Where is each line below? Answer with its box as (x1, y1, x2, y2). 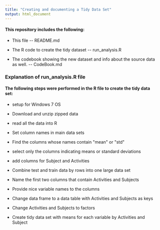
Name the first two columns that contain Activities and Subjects (12, 177, 139, 182)
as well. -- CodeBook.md (12, 61, 62, 67)
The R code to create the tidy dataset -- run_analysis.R (12, 47, 122, 52)
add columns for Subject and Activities (12, 158, 90, 164)
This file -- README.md (12, 37, 60, 43)
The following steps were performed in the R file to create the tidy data (5, 85, 150, 91)
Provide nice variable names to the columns (12, 186, 100, 192)
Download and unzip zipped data (12, 111, 79, 116)
